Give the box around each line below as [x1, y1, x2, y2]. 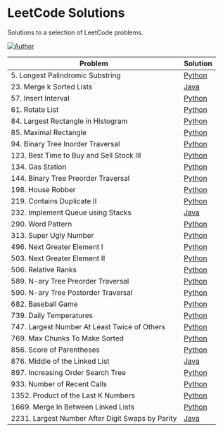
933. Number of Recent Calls [11, 379, 108, 388]
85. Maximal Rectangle [11, 127, 87, 137]
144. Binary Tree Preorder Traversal [11, 173, 130, 183]
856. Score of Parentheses [11, 345, 100, 355]
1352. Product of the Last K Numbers [11, 390, 135, 400]
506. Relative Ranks [11, 265, 77, 274]
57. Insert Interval [11, 93, 70, 103]
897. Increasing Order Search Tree [11, 367, 127, 377]
